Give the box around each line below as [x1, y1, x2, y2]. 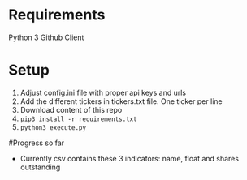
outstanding [19, 162, 61, 172]
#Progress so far [8, 138, 65, 148]
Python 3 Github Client [8, 32, 84, 42]
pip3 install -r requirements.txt [19, 115, 137, 123]
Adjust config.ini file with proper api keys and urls [19, 88, 187, 97]
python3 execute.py [19, 123, 87, 131]
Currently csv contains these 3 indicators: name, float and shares [19, 153, 240, 163]
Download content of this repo [19, 105, 123, 114]
